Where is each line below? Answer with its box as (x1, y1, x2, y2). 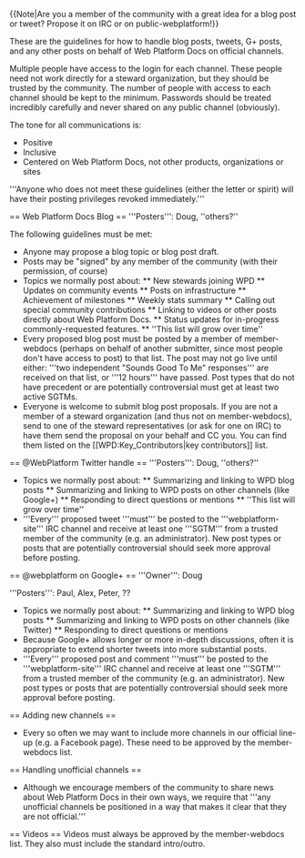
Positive (22, 137, 53, 147)
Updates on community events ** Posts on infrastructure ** (22, 285, 247, 296)
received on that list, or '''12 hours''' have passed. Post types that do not (22, 372, 295, 382)
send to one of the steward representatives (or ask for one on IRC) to (22, 420, 282, 431)
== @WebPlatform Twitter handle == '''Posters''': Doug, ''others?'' (9, 458, 259, 468)
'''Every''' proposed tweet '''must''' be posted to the (22, 514, 219, 524)
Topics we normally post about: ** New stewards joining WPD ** (22, 276, 266, 286)
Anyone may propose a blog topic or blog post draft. (22, 247, 219, 257)
